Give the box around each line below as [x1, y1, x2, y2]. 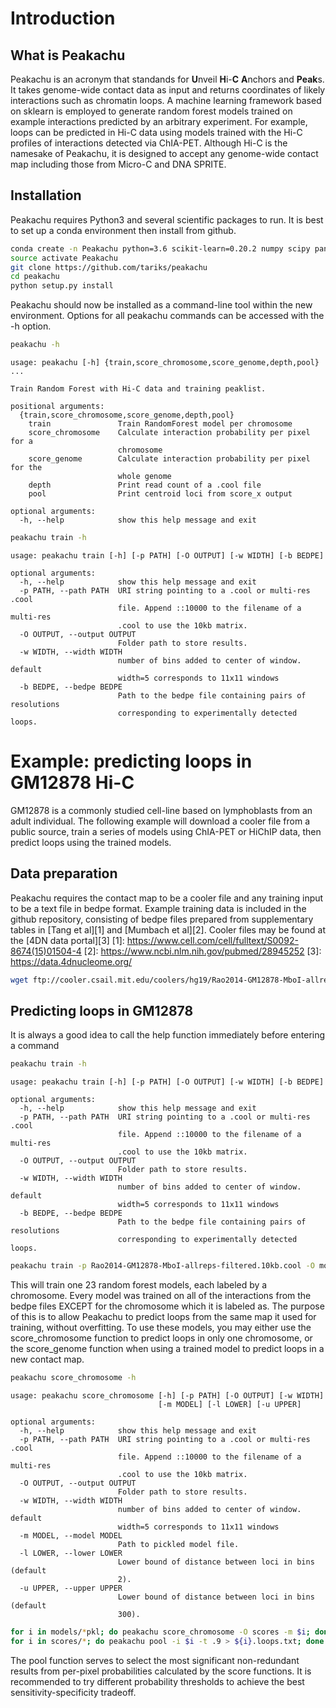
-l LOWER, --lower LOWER [19, 1548, 123, 1558]
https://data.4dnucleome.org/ [10, 955, 133, 967]
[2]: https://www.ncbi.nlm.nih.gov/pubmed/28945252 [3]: [83, 945, 322, 957]
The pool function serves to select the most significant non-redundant [10, 1654, 300, 1666]
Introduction [10, 7, 116, 30]
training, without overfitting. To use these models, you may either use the [10, 1322, 312, 1334]
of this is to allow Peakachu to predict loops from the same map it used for [10, 1311, 317, 1323]
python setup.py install [10, 281, 114, 291]
